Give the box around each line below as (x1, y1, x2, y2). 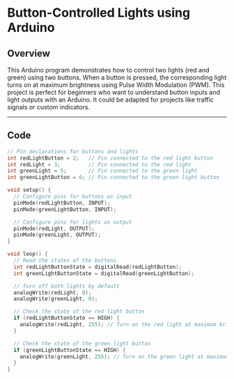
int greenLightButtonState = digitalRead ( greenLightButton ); (13, 270, 195, 277)
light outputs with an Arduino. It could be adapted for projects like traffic (7, 95, 214, 104)
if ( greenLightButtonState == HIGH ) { (13, 346, 127, 353)
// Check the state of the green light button (13, 340, 151, 347)
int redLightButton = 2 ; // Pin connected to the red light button (7, 155, 214, 162)
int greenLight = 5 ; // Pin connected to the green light (7, 167, 198, 175)
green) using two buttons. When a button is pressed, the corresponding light (7, 73, 227, 82)
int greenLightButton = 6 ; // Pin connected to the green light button (7, 174, 219, 181)
